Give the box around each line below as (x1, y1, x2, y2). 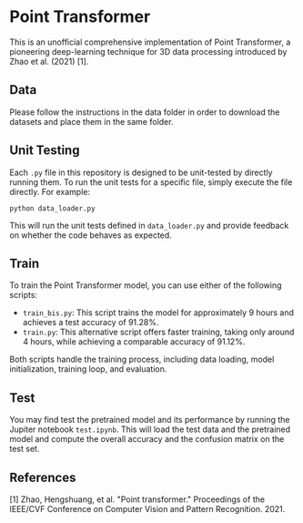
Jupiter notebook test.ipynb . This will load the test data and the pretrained (9, 424, 291, 435)
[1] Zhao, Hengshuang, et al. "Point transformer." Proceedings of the (9, 494, 266, 505)
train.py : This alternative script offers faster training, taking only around (22, 326, 295, 338)
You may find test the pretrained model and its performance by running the (9, 415, 290, 426)
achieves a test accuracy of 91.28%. (22, 317, 159, 328)
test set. (9, 444, 40, 455)
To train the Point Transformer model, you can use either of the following (9, 280, 282, 291)
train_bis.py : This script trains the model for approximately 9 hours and (22, 307, 294, 318)
